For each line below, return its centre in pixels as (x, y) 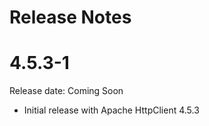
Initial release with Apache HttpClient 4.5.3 (111, 110)
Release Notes (70, 17)
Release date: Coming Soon (66, 91)
